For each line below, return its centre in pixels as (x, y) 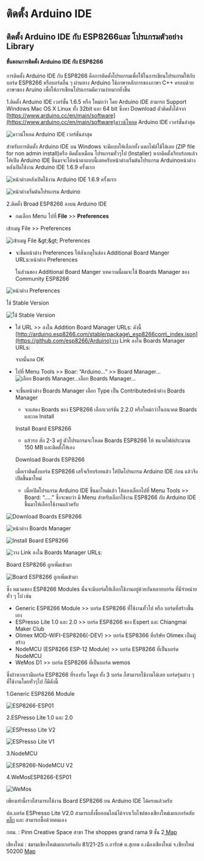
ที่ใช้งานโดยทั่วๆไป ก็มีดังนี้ (32, 681)
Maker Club (30, 629)
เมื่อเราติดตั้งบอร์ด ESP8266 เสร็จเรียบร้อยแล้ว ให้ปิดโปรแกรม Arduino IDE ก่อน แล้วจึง (106, 471)
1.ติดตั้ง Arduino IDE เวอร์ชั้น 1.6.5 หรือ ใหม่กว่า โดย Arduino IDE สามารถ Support (97, 102)
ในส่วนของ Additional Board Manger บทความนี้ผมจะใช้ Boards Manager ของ (102, 272)
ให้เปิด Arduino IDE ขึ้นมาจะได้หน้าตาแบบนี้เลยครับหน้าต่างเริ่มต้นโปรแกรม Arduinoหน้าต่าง (101, 160)
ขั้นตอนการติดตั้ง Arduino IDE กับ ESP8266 (55, 62)
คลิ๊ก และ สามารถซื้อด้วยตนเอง (37, 819)
